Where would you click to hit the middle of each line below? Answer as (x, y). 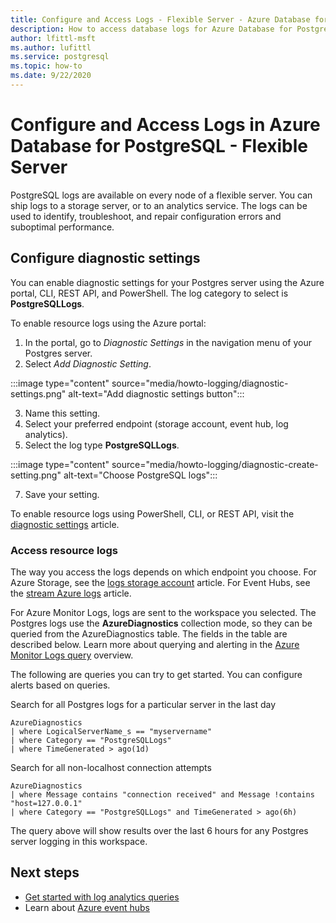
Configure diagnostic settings (105, 258)
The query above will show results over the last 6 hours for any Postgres (159, 830)
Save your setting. (62, 494)
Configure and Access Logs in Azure (165, 125)
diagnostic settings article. (65, 524)
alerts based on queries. (60, 685)
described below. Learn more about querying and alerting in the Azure (155, 644)
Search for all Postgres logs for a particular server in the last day (143, 704)
